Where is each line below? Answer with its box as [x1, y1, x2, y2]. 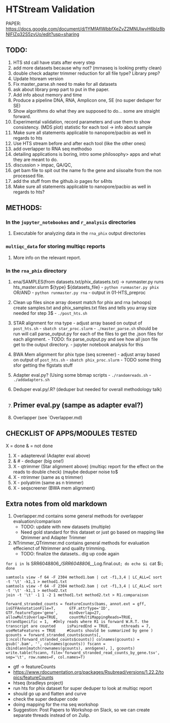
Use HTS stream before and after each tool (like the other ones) [13, 140, 146, 146]
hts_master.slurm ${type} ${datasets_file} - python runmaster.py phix [13, 284, 159, 290]
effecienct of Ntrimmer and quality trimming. [13, 545, 106, 551]
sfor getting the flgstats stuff [13, 362, 73, 369]
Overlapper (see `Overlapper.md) [13, 414, 82, 420]
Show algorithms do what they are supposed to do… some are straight [13, 108, 160, 114]
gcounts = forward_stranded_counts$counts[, [6, 633, 101, 638]
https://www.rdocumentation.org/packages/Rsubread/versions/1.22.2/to [13, 669, 164, 675]
